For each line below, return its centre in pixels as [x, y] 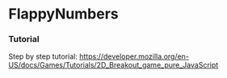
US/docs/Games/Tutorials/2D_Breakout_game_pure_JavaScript [113, 65]
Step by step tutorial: [43, 56]
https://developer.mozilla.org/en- [135, 56]
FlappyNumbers [63, 14]
